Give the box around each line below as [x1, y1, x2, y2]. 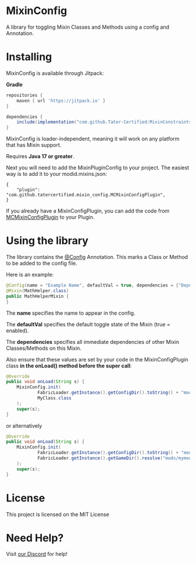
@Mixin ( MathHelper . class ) [6, 288, 69, 294]
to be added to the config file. [6, 260, 78, 267]
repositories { [6, 92, 43, 98]
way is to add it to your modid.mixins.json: [6, 170, 107, 178]
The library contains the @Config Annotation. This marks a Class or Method [6, 254, 188, 261]
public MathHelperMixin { [6, 293, 69, 299]
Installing [6, 50, 52, 64]
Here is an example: [6, 271, 54, 278]
